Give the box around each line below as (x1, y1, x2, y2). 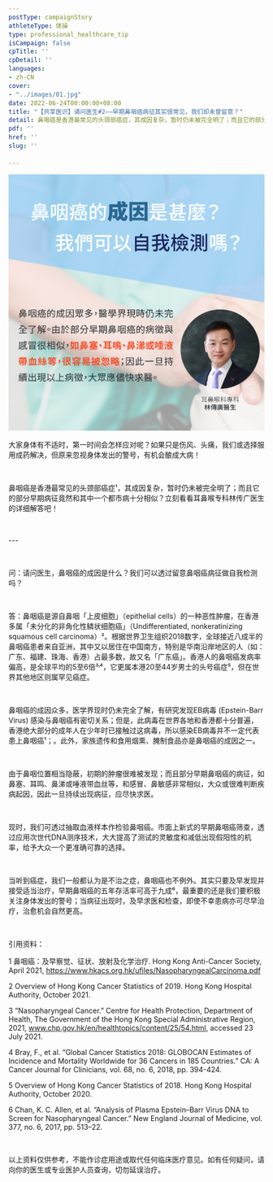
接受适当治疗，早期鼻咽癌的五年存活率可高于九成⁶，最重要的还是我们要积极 (8, 885, 262, 895)
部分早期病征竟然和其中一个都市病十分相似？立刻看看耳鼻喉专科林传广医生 (15, 493, 265, 503)
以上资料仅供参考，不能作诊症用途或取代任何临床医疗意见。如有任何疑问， (8, 1154, 258, 1164)
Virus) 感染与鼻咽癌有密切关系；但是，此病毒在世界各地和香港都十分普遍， (8, 715, 258, 725)
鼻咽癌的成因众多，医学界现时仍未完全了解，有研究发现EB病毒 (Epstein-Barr (8, 704, 264, 715)
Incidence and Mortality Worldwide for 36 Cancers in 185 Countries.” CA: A (8, 1056, 260, 1066)
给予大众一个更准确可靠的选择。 (22, 842, 130, 852)
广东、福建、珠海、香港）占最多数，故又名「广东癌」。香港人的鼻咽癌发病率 (8, 652, 262, 661)
